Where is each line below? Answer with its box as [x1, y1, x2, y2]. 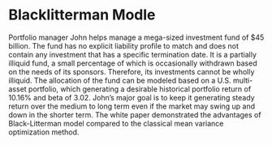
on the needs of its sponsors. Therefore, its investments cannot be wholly [8, 66, 255, 76]
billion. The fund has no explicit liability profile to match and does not [8, 41, 240, 50]
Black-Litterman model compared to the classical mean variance [8, 118, 224, 128]
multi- [232, 75, 253, 85]
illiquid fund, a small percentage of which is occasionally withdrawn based [8, 58, 257, 68]
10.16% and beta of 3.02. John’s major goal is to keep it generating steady [8, 92, 255, 102]
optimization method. [8, 127, 80, 137]
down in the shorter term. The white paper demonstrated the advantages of [8, 109, 261, 119]
